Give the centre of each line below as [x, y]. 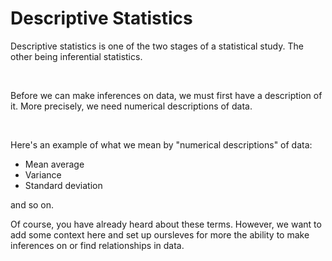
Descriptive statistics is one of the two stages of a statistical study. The [157, 46]
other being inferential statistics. [76, 56]
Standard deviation [63, 185]
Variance [43, 174]
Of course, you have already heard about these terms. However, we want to [166, 224]
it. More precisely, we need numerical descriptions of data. [131, 106]
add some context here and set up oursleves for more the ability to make [160, 234]
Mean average [54, 164]
